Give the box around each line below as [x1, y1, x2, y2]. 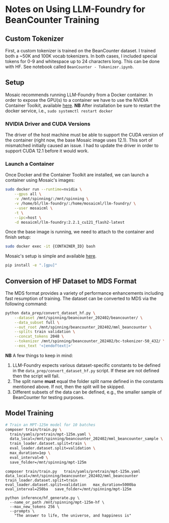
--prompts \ [10, 508, 35, 513]
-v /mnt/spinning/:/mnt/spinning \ [14, 197, 89, 202]
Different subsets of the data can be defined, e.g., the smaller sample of [12, 389, 162, 395]
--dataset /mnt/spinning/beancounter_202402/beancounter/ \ [14, 315, 143, 320]
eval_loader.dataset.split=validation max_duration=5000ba [5, 482, 136, 487]
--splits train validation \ [14, 329, 75, 335]
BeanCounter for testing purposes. [12, 394, 84, 400]
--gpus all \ [14, 191, 42, 197]
